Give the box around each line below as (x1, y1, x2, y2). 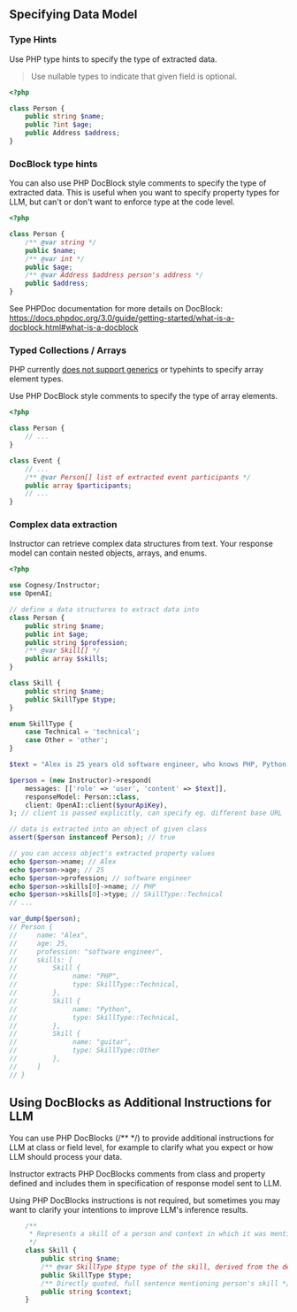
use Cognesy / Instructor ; (9, 581, 101, 590)
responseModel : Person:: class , (25, 792, 141, 802)
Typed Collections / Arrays (9, 344, 126, 357)
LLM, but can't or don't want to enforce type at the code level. (9, 196, 236, 207)
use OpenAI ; (9, 589, 53, 598)
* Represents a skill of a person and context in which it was (28, 1230, 267, 1239)
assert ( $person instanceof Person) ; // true (9, 833, 176, 842)
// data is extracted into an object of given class (9, 825, 208, 834)
